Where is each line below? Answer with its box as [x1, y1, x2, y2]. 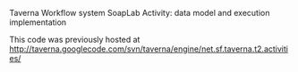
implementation [9, 17, 67, 28]
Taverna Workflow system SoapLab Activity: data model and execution [9, 8, 270, 18]
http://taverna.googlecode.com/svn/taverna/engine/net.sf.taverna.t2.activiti [9, 44, 289, 54]
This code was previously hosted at [9, 35, 140, 44]
